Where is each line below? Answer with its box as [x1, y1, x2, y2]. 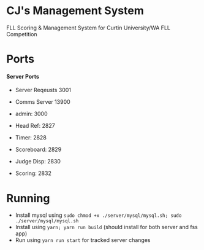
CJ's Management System [6, 4, 144, 18]
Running [6, 191, 50, 205]
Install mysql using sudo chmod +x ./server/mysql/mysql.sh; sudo [15, 211, 182, 219]
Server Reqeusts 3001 [15, 87, 72, 94]
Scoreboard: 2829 [15, 146, 62, 154]
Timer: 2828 [15, 134, 47, 141]
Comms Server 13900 [15, 98, 70, 106]
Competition [6, 30, 38, 37]
